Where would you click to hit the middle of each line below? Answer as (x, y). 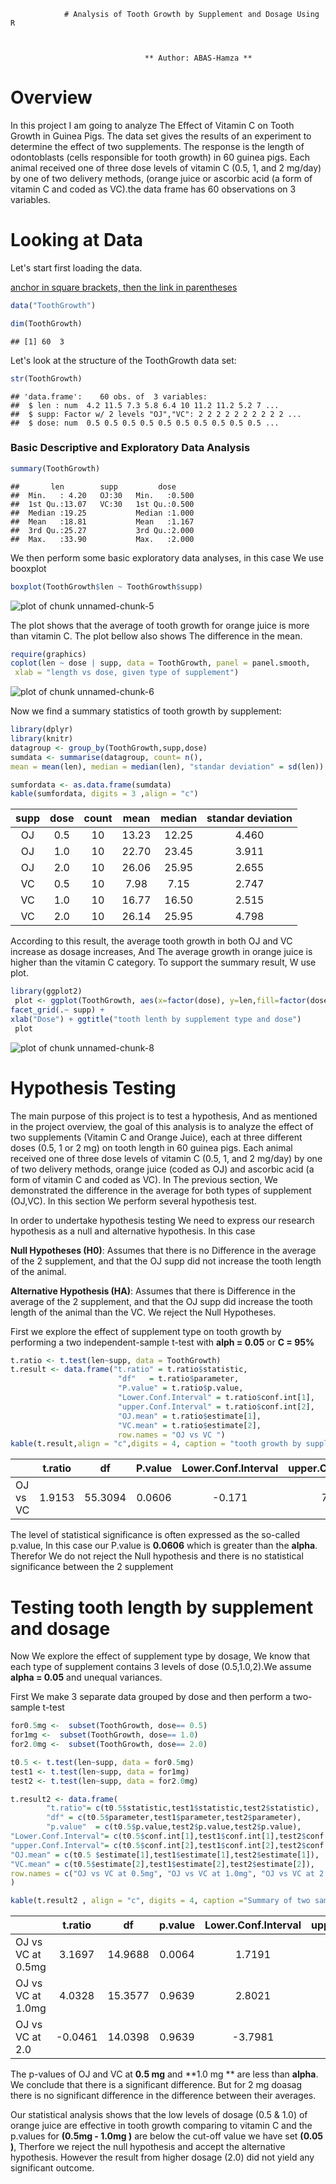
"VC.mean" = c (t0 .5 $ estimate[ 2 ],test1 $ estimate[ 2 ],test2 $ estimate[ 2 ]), (163, 1864)
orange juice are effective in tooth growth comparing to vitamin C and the (161, 2126)
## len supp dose (93, 486)
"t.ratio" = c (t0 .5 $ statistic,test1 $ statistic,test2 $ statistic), (183, 1808)
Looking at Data (77, 240)
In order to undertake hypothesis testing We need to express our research (162, 1220)
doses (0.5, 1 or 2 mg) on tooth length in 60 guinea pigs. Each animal (151, 1147)
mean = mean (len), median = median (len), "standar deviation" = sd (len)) (167, 766)
